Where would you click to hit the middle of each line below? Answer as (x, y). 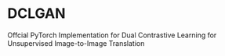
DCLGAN (36, 14)
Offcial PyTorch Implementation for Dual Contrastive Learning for (112, 35)
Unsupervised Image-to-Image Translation (76, 43)
